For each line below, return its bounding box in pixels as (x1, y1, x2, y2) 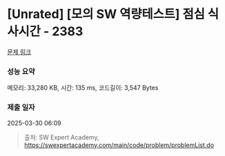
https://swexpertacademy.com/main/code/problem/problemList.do (23, 141, 215, 149)
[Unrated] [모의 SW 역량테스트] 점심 (7, 6, 205, 22)
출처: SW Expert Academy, (23, 133, 99, 142)
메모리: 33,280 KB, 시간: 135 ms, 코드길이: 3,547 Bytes (7, 84, 159, 92)
